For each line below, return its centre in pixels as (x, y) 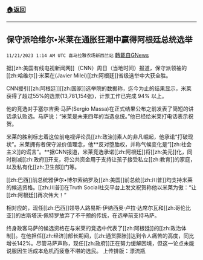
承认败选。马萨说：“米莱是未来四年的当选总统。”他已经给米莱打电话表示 (100, 117)
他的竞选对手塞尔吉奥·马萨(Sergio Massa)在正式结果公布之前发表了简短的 (97, 109)
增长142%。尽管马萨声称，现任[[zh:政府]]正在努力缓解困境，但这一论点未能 (100, 244)
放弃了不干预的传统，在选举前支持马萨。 (110, 215)
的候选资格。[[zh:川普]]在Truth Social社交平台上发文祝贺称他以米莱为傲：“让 (101, 187)
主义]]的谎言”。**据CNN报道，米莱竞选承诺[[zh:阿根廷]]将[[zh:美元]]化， (97, 152)
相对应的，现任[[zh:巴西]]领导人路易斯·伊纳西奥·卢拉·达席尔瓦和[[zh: (91, 208)
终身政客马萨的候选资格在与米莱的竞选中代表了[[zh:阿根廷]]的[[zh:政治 (94, 229)
